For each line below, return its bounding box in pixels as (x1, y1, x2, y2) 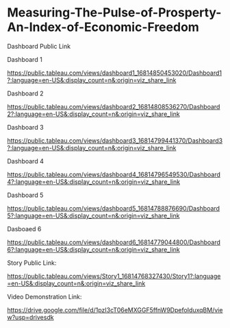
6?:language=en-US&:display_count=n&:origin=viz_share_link (7, 245, 180, 253)
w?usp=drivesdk (7, 313, 54, 321)
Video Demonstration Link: (7, 292, 82, 301)
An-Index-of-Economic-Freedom (7, 19, 200, 35)
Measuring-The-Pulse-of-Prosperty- (7, 5, 222, 21)
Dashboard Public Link (7, 42, 71, 50)
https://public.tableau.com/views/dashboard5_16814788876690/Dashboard (7, 204, 220, 212)
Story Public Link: (7, 259, 57, 267)
